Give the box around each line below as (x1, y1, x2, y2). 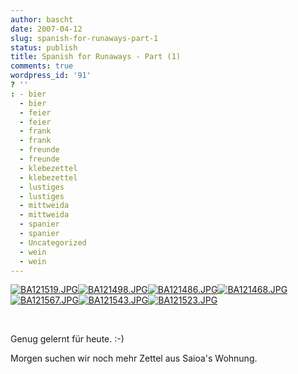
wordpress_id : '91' (10, 71, 92, 81)
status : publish (10, 42, 78, 53)
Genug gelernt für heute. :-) (10, 333, 125, 345)
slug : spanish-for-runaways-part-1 (10, 33, 159, 43)
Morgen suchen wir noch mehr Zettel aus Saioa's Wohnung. (10, 352, 258, 365)
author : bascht (10, 14, 74, 25)
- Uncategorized (19, 237, 87, 248)
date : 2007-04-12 (10, 24, 83, 34)
